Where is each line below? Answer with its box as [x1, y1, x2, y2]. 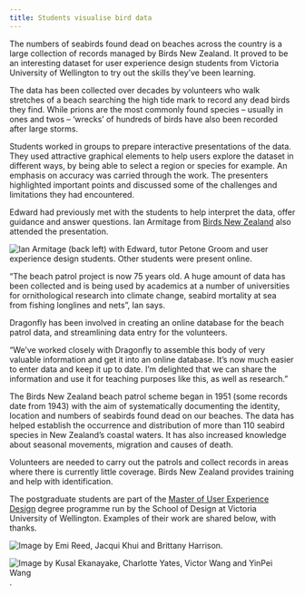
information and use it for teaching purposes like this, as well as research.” [9, 373, 289, 384]
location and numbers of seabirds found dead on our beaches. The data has [9, 410, 295, 421]
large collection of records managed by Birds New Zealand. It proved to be [9, 47, 289, 59]
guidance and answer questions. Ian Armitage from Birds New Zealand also [9, 216, 292, 227]
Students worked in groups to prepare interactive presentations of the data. [9, 141, 292, 151]
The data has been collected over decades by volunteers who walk [9, 84, 261, 95]
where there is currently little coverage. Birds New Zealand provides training [9, 466, 295, 477]
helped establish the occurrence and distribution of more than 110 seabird [9, 419, 286, 431]
